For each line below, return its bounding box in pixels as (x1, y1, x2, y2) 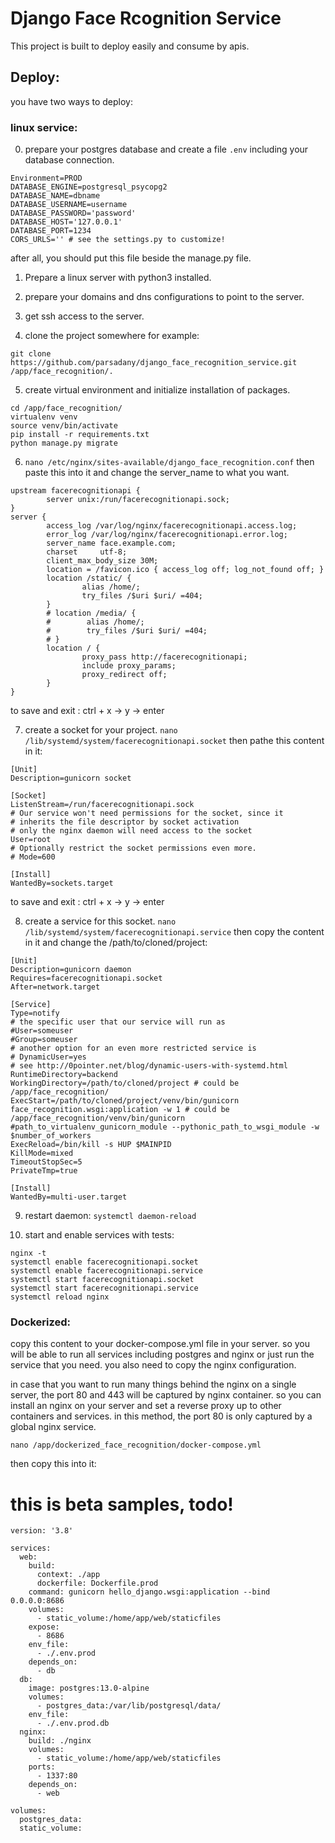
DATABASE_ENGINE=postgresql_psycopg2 (10, 182, 168, 192)
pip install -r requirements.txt (10, 430, 150, 440)
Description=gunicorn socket (10, 773, 132, 784)
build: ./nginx (28, 1736, 92, 1746)
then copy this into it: (10, 1458, 97, 1470)
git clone (10, 349, 52, 359)
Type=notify (10, 1008, 60, 1019)
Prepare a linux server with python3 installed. (24, 272, 212, 284)
